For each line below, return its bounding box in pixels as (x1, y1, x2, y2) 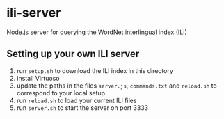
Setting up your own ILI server (6, 48, 140, 60)
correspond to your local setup (16, 88, 106, 97)
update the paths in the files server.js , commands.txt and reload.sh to (16, 81, 217, 90)
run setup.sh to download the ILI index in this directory (16, 66, 173, 74)
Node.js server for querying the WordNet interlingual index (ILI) (6, 28, 187, 36)
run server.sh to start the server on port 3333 (16, 103, 149, 112)
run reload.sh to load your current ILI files (16, 96, 137, 104)
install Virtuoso (16, 74, 60, 82)
